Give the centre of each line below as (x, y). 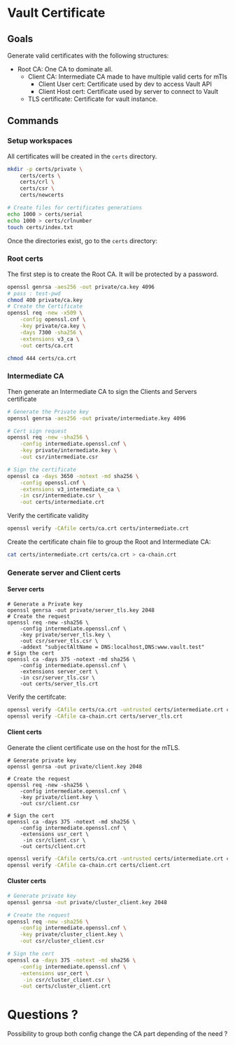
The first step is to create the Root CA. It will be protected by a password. (113, 274)
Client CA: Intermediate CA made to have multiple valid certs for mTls (127, 76)
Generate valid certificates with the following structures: (88, 55)
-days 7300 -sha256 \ (51, 332)
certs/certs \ (40, 176)
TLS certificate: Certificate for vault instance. (93, 99)
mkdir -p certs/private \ (45, 169)
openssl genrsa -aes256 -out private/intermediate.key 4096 (97, 418)
